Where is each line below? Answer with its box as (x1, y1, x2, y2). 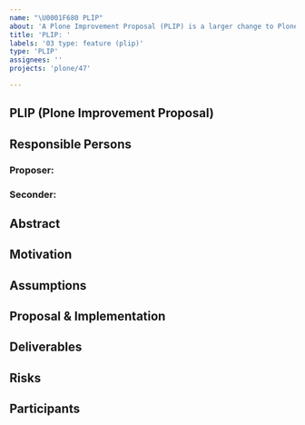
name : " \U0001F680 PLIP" (9, 13, 103, 23)
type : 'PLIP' (9, 47, 59, 56)
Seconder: (9, 188, 57, 201)
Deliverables (9, 340, 83, 355)
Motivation (9, 247, 73, 262)
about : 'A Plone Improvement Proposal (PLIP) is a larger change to (9, 22, 274, 31)
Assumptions (9, 278, 87, 293)
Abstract (9, 215, 61, 232)
